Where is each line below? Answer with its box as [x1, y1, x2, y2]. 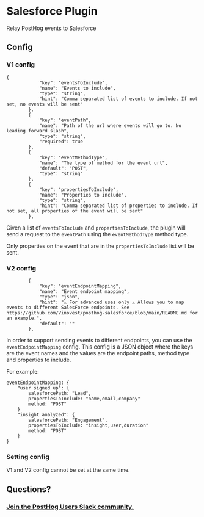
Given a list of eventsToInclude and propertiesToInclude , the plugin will [6, 224, 186, 231]
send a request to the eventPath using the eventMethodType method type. [6, 230, 189, 237]
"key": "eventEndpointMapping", [38, 283, 122, 289]
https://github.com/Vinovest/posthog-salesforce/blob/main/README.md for [6, 309, 199, 316]
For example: [6, 367, 40, 375]
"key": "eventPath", [38, 117, 92, 123]
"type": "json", [38, 294, 81, 300]
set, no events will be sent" [6, 101, 84, 107]
